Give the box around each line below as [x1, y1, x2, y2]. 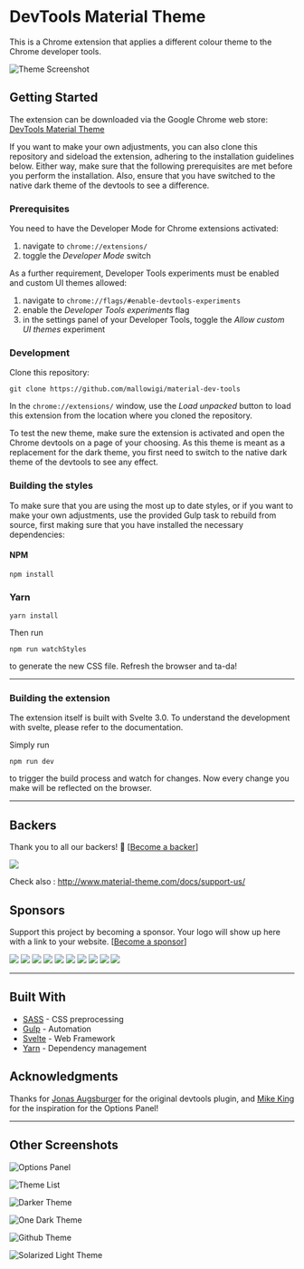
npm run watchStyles [9, 645, 88, 654]
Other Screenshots [9, 1137, 119, 1153]
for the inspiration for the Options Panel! [9, 1102, 159, 1113]
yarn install [9, 611, 59, 620]
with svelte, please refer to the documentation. [9, 722, 184, 733]
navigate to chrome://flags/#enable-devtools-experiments [22, 295, 242, 306]
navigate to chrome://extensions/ [22, 240, 147, 251]
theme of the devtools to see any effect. [9, 456, 158, 468]
